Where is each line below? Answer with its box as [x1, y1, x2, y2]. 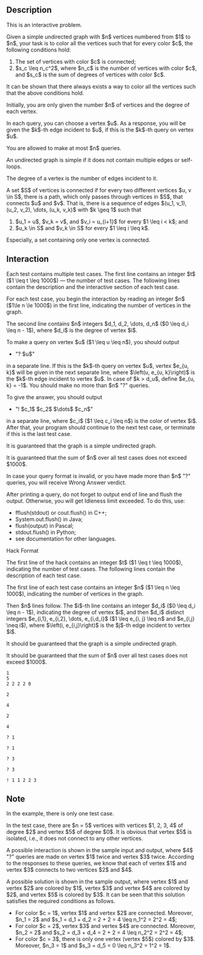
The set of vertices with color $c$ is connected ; [15, 58, 136, 65]
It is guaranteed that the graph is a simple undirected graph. [6, 442, 157, 449]
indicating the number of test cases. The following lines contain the [6, 565, 176, 572]
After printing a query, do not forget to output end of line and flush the [6, 490, 182, 498]
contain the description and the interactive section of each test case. [6, 283, 179, 290]
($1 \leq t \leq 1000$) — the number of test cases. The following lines [6, 277, 180, 284]
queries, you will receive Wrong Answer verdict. [6, 479, 127, 486]
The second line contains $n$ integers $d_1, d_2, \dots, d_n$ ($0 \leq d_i [6, 320, 189, 327]
